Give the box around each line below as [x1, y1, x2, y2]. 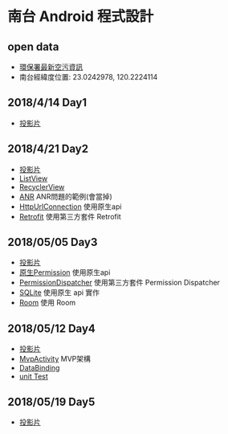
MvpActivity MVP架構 [18, 354, 92, 364]
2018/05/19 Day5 [7, 395, 96, 408]
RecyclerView [18, 182, 65, 191]
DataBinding [18, 363, 60, 373]
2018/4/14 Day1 [7, 96, 88, 109]
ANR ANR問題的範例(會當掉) [18, 191, 113, 201]
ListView [18, 174, 48, 183]
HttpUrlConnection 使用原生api [18, 202, 122, 211]
